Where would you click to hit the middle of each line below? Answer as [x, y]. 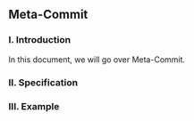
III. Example [34, 106]
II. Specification [43, 82]
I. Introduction [40, 40]
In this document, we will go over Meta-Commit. [97, 59]
